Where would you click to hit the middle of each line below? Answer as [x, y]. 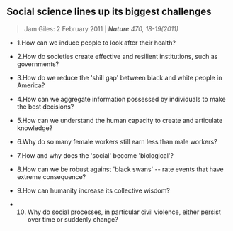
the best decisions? [45, 107]
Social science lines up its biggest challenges [109, 12]
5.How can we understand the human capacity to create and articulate [120, 120]
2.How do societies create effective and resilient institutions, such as [117, 56]
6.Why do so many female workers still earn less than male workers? [117, 141]
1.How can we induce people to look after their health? [96, 43]
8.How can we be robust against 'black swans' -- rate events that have [120, 169]
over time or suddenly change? [73, 219]
